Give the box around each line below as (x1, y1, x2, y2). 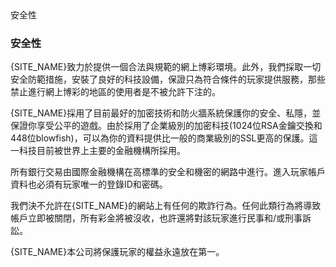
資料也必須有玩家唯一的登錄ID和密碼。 (10, 178, 168, 191)
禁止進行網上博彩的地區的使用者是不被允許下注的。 (10, 86, 221, 98)
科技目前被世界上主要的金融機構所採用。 (18, 145, 186, 157)
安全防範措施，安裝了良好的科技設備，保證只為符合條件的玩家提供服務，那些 (10, 73, 326, 86)
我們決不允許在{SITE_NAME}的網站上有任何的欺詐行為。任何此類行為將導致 (10, 200, 322, 212)
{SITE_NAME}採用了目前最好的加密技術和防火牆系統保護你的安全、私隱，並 (10, 107, 322, 119)
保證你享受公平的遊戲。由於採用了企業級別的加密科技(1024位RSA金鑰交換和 (10, 120, 323, 132)
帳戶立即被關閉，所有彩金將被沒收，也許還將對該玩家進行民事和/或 (10, 212, 286, 224)
